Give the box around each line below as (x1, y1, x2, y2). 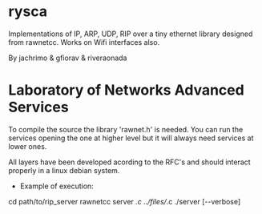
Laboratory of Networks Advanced (8, 81, 244, 99)
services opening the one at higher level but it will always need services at (8, 133, 254, 143)
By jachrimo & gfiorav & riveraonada (8, 53, 127, 63)
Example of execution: (19, 181, 94, 191)
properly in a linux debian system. (8, 165, 120, 175)
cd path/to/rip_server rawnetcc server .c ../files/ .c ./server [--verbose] (8, 196, 241, 206)
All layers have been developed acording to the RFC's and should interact (8, 157, 251, 167)
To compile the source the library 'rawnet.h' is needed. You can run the (8, 124, 244, 134)
